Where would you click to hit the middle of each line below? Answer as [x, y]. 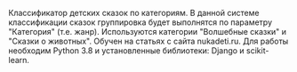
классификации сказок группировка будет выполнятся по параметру [140, 22]
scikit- [258, 51]
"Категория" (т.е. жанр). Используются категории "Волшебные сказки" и [147, 32]
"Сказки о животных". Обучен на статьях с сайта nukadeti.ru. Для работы [148, 41]
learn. [19, 60]
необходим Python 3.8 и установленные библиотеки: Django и [127, 51]
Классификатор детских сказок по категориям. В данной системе [134, 13]
